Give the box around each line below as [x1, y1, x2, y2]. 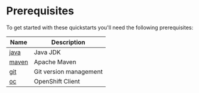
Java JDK [33, 48, 61, 56]
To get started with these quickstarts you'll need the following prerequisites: [6, 24, 194, 31]
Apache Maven [33, 58, 76, 66]
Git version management [33, 67, 103, 76]
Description [51, 38, 85, 46]
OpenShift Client [33, 77, 81, 85]
